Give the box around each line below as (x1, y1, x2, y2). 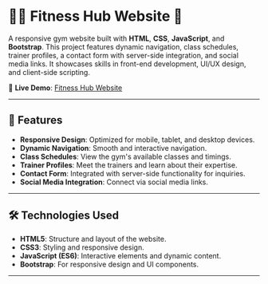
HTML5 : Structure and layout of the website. (19, 234, 167, 243)
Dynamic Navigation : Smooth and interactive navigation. (19, 143, 207, 152)
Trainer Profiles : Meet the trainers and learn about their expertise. (19, 160, 238, 170)
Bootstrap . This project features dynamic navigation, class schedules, (8, 41, 239, 51)
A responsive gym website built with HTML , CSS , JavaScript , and (8, 34, 225, 43)
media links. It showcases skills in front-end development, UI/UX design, (8, 59, 246, 69)
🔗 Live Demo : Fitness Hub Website (8, 83, 123, 93)
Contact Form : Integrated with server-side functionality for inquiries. (19, 168, 246, 178)
